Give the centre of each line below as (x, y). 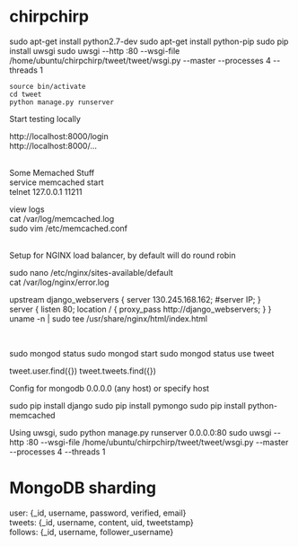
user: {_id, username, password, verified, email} (98, 513)
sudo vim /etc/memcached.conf (69, 228)
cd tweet (26, 94)
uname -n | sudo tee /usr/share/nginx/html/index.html (109, 318)
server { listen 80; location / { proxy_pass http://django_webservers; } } (140, 309)
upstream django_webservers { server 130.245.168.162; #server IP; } (136, 299)
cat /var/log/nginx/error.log (59, 282)
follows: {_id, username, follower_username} (92, 532)
